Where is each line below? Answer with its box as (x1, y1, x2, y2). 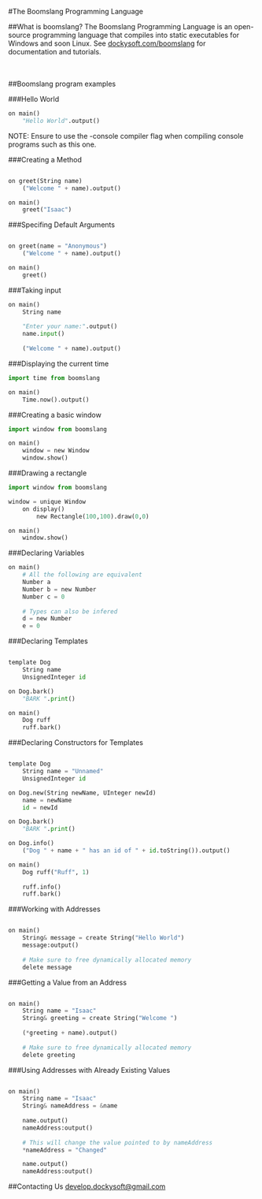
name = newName (22, 796, 72, 804)
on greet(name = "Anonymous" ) (8, 242, 108, 251)
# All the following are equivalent (22, 571, 143, 579)
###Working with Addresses (8, 904, 101, 914)
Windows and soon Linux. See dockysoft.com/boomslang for (8, 39, 206, 48)
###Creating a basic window (8, 410, 102, 419)
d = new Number (22, 615, 72, 623)
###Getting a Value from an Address (8, 977, 127, 987)
